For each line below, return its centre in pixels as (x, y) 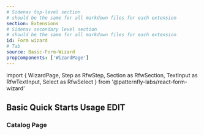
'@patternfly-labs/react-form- (150, 82)
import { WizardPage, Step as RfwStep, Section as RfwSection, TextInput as (102, 75)
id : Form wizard (27, 40)
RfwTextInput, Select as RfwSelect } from (59, 82)
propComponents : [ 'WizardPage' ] (47, 58)
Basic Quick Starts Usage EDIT (66, 108)
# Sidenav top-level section (43, 12)
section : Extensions (33, 23)
